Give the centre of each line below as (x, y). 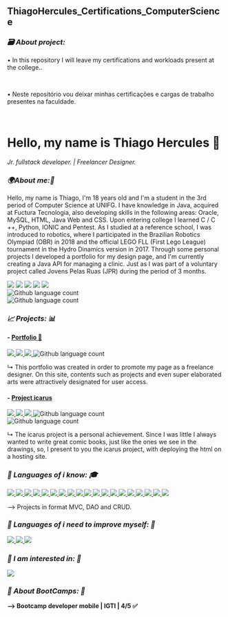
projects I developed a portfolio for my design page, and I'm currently (106, 256)
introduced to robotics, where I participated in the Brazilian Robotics (104, 234)
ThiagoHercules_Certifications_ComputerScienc (114, 11)
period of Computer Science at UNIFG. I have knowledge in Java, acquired (113, 205)
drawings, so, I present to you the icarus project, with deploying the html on (114, 449)
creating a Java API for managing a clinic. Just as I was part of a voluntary (113, 264)
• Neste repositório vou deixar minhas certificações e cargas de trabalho (111, 94)
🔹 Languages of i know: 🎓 (52, 475)
